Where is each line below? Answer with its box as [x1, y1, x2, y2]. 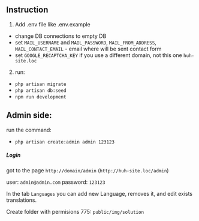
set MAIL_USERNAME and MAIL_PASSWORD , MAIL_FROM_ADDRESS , [14, 38, 157, 46]
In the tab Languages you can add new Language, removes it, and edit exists [6, 190, 193, 197]
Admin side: [6, 110, 52, 121]
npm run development [14, 94, 67, 100]
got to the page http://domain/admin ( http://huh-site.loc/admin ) [6, 166, 169, 174]
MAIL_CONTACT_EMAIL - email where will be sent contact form [14, 45, 162, 52]
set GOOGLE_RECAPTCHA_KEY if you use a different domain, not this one [14, 51, 183, 59]
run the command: [6, 126, 52, 133]
